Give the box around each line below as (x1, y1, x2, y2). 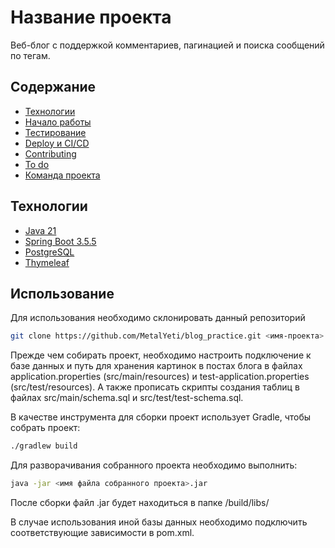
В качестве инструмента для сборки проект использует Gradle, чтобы (10, 411, 312, 423)
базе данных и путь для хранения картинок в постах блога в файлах (10, 360, 303, 372)
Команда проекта (24, 169, 101, 181)
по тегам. (10, 49, 51, 61)
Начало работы (24, 116, 92, 128)
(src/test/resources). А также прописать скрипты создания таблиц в (10, 381, 300, 393)
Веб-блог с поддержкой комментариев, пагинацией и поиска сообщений (10, 39, 325, 51)
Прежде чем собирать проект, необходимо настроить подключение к (10, 349, 312, 361)
